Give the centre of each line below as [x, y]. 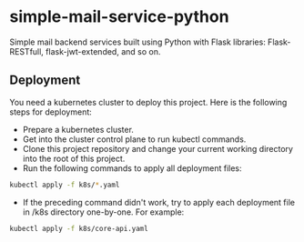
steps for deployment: [51, 112]
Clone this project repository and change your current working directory [158, 148]
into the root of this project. [74, 158]
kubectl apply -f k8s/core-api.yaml [79, 228]
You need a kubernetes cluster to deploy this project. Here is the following [148, 102]
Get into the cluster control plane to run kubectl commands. [134, 139]
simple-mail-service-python [119, 17]
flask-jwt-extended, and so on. [103, 51]
